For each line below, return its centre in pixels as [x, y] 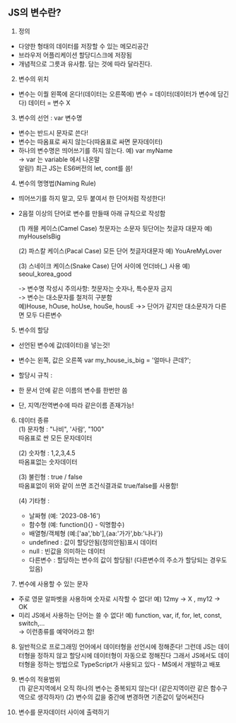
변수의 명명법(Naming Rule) [57, 183]
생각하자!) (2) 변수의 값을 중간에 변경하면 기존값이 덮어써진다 [120, 697]
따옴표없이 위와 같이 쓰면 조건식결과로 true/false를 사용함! [98, 485]
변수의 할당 [34, 330]
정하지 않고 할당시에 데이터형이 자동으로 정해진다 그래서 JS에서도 [127, 655]
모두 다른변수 [44, 315]
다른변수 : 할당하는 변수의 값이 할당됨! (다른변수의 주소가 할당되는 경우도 [128, 560]
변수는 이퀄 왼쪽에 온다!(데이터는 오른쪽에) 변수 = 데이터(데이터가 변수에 [117, 93]
